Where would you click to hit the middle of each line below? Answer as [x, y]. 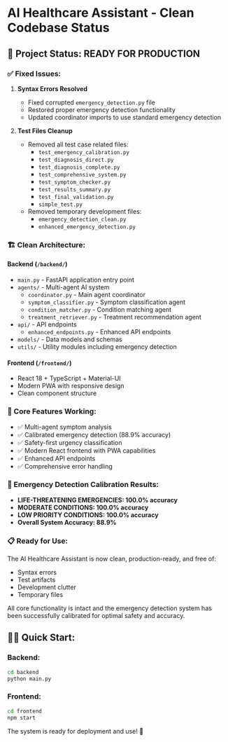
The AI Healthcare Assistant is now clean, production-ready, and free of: [112, 559]
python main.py [29, 679]
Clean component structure [57, 393]
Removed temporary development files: [85, 211]
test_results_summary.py [74, 190]
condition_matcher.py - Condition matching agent [100, 309]
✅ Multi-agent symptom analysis [64, 427]
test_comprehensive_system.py [82, 174]
